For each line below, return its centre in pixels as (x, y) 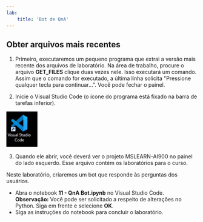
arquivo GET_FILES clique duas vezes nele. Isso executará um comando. (106, 72)
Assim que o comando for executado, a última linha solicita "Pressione (103, 78)
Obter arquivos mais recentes (64, 45)
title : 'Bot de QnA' (43, 19)
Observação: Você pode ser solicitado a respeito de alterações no (98, 200)
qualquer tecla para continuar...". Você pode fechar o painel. (90, 85)
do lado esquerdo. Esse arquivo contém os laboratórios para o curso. (101, 163)
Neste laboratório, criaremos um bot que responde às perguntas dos (92, 175)
